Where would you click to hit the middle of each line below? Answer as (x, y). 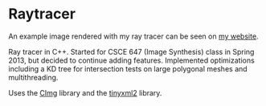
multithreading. (33, 77)
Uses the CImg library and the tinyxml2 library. (85, 92)
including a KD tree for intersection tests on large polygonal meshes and (128, 68)
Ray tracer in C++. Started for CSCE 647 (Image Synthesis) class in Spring (131, 51)
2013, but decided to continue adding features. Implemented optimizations (131, 60)
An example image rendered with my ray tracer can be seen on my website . (133, 36)
